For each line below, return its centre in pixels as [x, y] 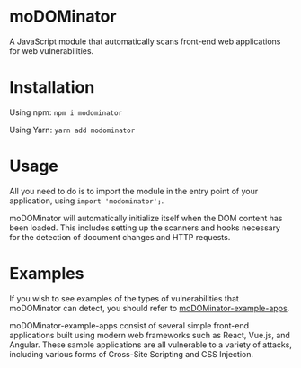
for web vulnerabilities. [52, 50]
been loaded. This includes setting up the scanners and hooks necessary [145, 228]
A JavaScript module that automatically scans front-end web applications [145, 41]
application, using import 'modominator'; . [87, 201]
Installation [52, 88]
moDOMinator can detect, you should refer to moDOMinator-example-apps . [150, 308]
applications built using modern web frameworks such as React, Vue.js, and [150, 335]
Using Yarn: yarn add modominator [72, 130]
